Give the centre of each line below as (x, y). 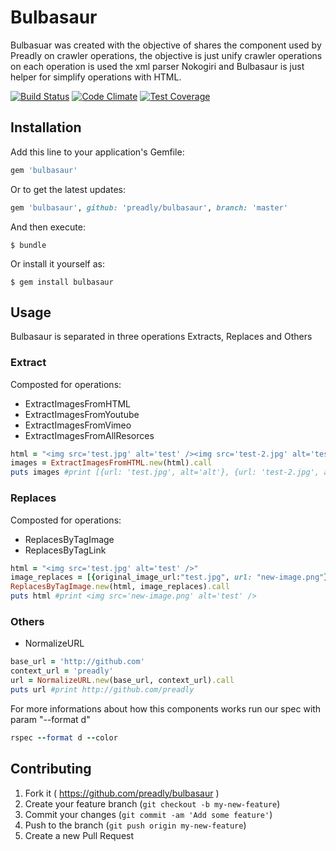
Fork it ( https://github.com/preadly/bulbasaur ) (122, 793)
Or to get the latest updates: (68, 189)
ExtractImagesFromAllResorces (89, 435)
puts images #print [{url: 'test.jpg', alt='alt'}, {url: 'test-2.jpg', (165, 472)
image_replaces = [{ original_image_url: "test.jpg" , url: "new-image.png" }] (171, 577)
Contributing (51, 769)
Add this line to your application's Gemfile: (97, 152)
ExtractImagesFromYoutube (82, 414)
